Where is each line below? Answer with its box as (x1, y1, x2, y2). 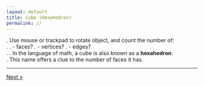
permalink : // (6, 20, 42, 26)
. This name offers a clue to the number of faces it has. (6, 56, 144, 64)
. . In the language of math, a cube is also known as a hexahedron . (6, 50, 174, 57)
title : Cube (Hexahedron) (6, 15, 72, 21)
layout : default (6, 8, 47, 15)
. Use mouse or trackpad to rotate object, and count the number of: (6, 37, 175, 44)
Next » (6, 73, 23, 81)
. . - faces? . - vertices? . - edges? (6, 43, 91, 50)
